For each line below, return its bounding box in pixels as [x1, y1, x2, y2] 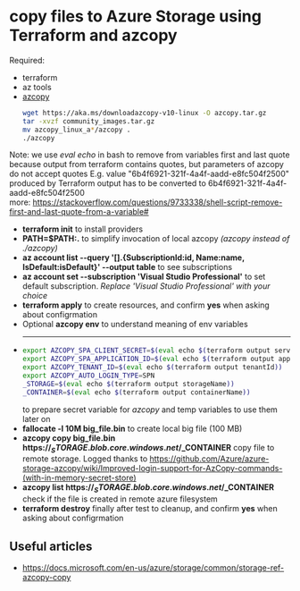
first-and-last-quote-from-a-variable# [9, 207, 149, 217]
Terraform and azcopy [9, 25, 178, 46]
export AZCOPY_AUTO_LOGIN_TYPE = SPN [21, 371, 155, 381]
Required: [9, 55, 46, 65]
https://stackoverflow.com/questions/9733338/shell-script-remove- [32, 197, 283, 207]
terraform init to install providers [21, 224, 144, 234]
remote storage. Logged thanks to [21, 453, 148, 464]
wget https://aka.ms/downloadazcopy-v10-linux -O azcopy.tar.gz [21, 108, 267, 117]
